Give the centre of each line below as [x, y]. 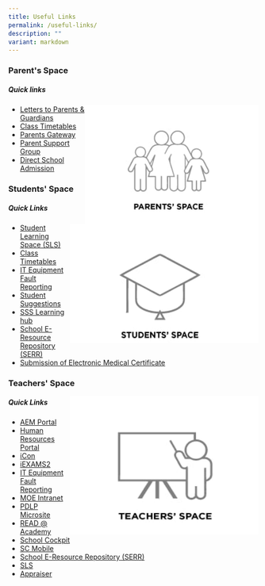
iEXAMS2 [35, 464]
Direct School [42, 160]
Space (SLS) [40, 245]
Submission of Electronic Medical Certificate [92, 363]
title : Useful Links [42, 17]
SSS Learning [42, 312]
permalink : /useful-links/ [53, 25]
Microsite [35, 515]
